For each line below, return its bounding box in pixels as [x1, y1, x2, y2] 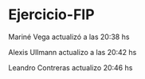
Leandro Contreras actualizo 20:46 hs [8, 62, 133, 73]
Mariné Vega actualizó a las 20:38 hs [8, 32, 130, 41]
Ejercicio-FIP [8, 6, 95, 24]
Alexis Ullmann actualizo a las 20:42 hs [8, 47, 137, 57]
